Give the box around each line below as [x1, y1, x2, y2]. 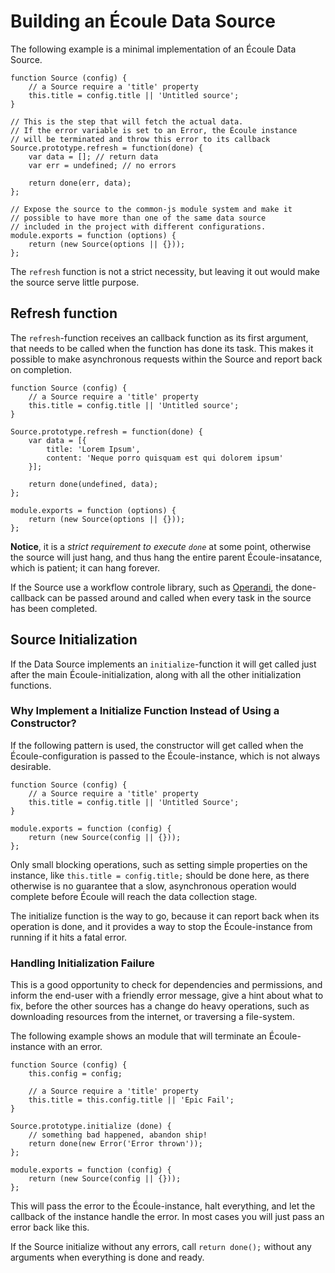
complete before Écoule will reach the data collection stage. [10, 890, 258, 902]
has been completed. [10, 602, 98, 614]
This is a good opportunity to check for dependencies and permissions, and [10, 979, 323, 991]
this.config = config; [28, 1069, 123, 1079]
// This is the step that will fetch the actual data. [10, 116, 244, 127]
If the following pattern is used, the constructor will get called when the [10, 739, 304, 751]
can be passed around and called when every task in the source [46, 591, 312, 604]
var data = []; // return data [28, 151, 159, 162]
